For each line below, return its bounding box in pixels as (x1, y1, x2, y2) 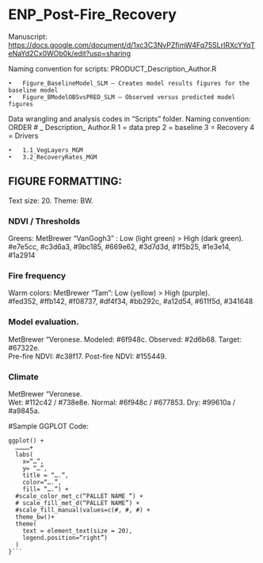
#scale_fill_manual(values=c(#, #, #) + (15, 506, 151, 514)
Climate (8, 371, 39, 382)
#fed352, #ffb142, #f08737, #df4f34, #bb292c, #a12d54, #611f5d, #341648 (8, 297, 253, 306)
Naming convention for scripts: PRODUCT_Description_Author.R (8, 63, 217, 73)
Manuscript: (8, 32, 48, 41)
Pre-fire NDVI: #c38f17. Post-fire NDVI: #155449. (8, 351, 167, 361)
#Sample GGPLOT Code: (8, 421, 90, 431)
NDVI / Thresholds (8, 216, 81, 227)
